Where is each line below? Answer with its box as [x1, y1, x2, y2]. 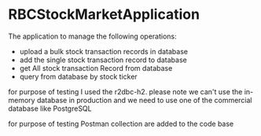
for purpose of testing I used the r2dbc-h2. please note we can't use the [8, 86, 243, 96]
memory [8, 95, 35, 105]
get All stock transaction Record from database [19, 63, 173, 72]
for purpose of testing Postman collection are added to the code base [8, 119, 234, 128]
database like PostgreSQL [8, 104, 92, 113]
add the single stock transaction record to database [19, 55, 187, 64]
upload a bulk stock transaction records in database [19, 46, 189, 56]
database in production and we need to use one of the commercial [36, 95, 253, 105]
